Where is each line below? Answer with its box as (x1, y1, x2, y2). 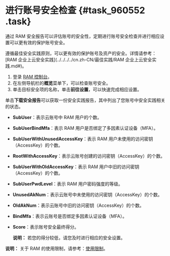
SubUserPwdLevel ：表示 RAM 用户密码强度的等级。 (12, 180, 123, 187)
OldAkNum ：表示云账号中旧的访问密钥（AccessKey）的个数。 (12, 202, 145, 208)
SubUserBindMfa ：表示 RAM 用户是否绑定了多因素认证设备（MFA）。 (12, 125, 158, 131)
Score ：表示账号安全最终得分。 (12, 224, 79, 230)
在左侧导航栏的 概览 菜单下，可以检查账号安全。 (12, 80, 111, 86)
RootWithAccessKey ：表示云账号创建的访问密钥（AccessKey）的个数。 (12, 153, 165, 159)
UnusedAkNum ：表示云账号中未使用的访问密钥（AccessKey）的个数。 (12, 191, 162, 198)
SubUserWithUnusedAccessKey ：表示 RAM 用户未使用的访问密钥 (12, 135, 153, 142)
